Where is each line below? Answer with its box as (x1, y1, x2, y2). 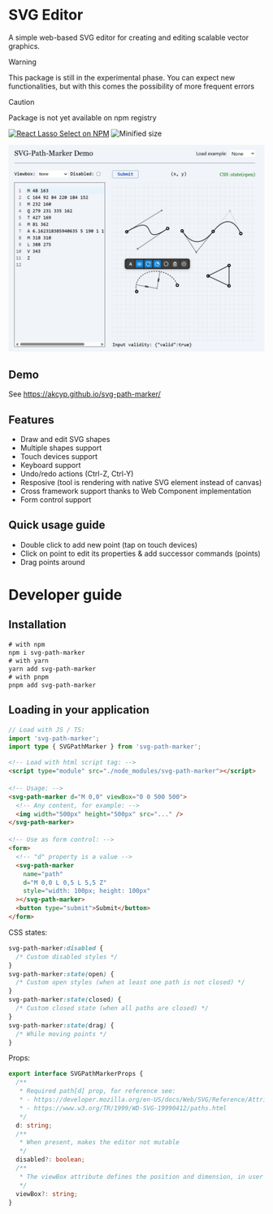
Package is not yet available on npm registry (8, 112, 157, 123)
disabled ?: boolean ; (15, 1155, 85, 1164)
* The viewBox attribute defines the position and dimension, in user (19, 1173, 264, 1181)
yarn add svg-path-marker (8, 665, 96, 673)
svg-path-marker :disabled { (8, 944, 104, 952)
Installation (8, 618, 67, 631)
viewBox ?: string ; (15, 1190, 79, 1198)
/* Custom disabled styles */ (15, 952, 118, 960)
